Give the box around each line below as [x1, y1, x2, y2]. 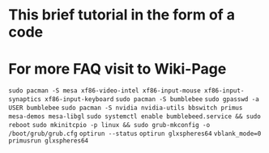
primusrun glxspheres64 [8, 137, 89, 145]
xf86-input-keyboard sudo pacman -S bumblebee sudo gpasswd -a [44, 96, 259, 104]
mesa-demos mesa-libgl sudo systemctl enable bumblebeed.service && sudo [8, 113, 261, 121]
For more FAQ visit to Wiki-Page [8, 60, 227, 79]
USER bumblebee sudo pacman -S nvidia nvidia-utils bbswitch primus [8, 104, 243, 113]
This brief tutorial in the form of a [8, 6, 236, 24]
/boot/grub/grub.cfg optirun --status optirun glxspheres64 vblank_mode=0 [8, 130, 262, 138]
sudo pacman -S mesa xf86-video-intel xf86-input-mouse [8, 87, 201, 95]
